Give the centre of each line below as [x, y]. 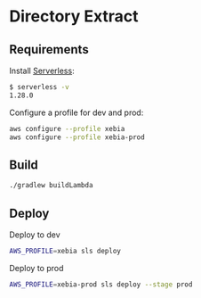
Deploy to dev [35, 235]
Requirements [49, 50]
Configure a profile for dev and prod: [76, 112]
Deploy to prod [36, 268]
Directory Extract [74, 17]
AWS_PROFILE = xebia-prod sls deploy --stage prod [101, 284]
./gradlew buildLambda [51, 186]
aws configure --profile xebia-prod [77, 137]
